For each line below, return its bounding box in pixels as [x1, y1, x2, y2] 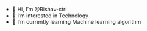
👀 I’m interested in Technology [12, 12, 89, 19]
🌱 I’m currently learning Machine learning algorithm [12, 18, 142, 25]
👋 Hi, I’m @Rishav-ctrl [12, 6, 67, 13]
